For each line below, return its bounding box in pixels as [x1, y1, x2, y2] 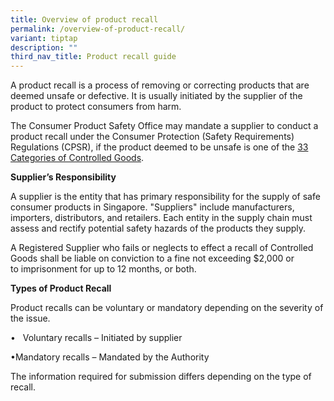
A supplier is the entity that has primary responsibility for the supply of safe [10, 191, 321, 203]
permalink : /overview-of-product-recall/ [10, 24, 186, 34]
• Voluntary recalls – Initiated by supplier [10, 332, 183, 344]
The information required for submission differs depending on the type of [10, 371, 312, 383]
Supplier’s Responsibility [10, 171, 117, 183]
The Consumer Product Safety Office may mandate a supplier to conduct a [10, 120, 319, 132]
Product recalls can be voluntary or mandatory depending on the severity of [10, 302, 324, 314]
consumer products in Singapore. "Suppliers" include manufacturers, [10, 201, 295, 213]
